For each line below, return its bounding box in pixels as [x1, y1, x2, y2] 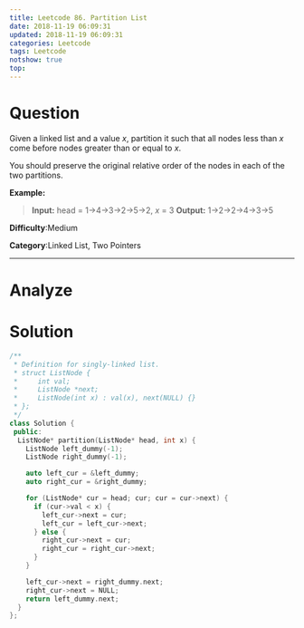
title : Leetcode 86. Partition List [9, 13, 147, 23]
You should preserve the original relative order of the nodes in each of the [9, 159, 285, 170]
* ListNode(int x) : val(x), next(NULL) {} [13, 393, 196, 403]
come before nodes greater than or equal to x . [9, 142, 182, 153]
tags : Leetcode [9, 47, 67, 56]
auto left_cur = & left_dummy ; [25, 469, 140, 478]
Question [9, 103, 80, 123]
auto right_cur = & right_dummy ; [25, 478, 147, 487]
